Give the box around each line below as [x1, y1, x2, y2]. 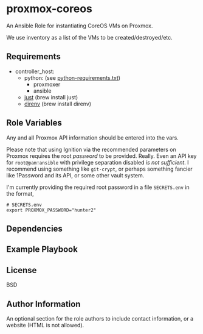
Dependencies [6, 223, 63, 233]
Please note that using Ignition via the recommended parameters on [6, 146, 176, 153]
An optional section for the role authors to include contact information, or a [6, 314, 194, 322]
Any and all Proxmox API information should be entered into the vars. [6, 133, 179, 141]
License [6, 265, 37, 275]
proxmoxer [33, 80, 61, 88]
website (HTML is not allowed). [6, 321, 84, 329]
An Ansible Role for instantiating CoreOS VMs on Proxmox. [6, 22, 153, 29]
